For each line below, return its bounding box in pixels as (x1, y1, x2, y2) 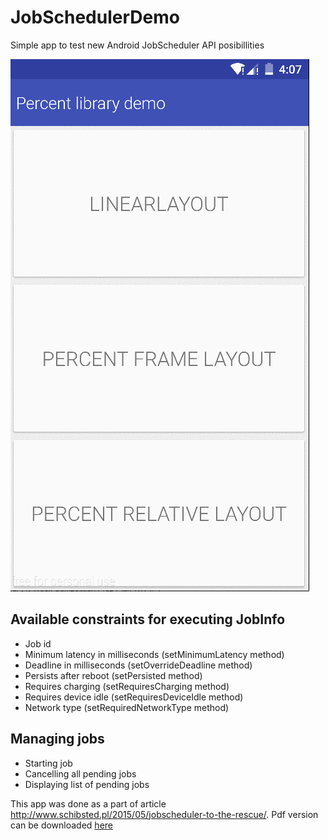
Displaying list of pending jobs (24, 778, 150, 790)
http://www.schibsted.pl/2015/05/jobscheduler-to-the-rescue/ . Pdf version (10, 808, 319, 820)
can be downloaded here (10, 819, 113, 831)
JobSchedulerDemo (10, 6, 180, 29)
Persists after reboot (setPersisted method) (24, 669, 203, 681)
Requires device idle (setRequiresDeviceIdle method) (24, 691, 244, 703)
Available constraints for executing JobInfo (10, 611, 286, 628)
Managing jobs (10, 731, 105, 748)
